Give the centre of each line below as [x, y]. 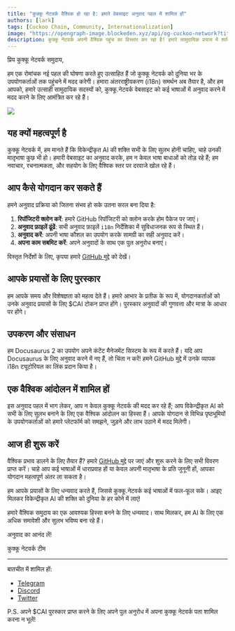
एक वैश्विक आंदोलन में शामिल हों [58, 389]
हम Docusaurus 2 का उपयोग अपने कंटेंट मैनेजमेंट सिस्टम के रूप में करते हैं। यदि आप [105, 351]
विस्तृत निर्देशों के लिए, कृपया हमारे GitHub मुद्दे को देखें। [69, 256]
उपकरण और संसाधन [41, 334]
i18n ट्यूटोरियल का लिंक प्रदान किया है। [52, 367]
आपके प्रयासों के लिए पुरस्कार [54, 279]
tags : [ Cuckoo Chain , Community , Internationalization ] [90, 27]
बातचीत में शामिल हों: [30, 569]
